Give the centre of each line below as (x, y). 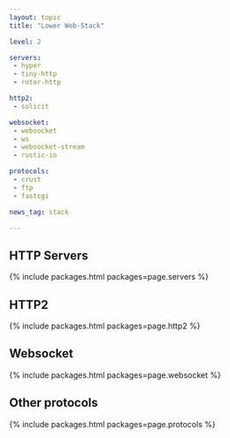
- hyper (27, 66)
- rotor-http (37, 82)
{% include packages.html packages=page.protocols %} (112, 424)
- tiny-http (35, 74)
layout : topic (35, 17)
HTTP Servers (49, 255)
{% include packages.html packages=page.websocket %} (115, 375)
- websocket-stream (49, 147)
